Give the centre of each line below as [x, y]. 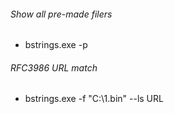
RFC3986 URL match [54, 67]
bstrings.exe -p [56, 45]
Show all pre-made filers [61, 14]
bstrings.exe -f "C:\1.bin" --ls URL [94, 99]
